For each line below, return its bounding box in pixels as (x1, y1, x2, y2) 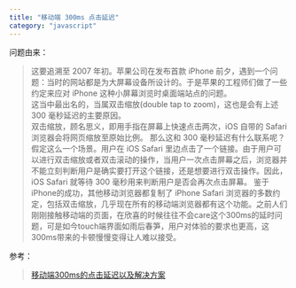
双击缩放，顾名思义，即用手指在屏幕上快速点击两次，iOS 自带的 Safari (30, 121, 288, 131)
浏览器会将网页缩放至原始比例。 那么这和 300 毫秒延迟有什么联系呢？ (30, 132, 285, 143)
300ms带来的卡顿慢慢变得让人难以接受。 (30, 231, 182, 242)
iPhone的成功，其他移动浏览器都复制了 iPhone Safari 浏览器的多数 (30, 187, 273, 198)
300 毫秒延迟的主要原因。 (30, 110, 127, 121)
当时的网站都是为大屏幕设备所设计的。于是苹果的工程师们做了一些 (46, 76, 288, 87)
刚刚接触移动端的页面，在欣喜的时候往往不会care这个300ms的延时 (30, 209, 275, 220)
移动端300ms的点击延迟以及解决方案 (30, 269, 166, 280)
